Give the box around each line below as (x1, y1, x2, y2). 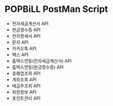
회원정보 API (11, 89, 37, 95)
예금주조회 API (11, 83, 41, 89)
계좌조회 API (11, 76, 37, 83)
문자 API (11, 39, 28, 45)
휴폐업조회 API (11, 70, 41, 76)
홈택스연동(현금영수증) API (11, 64, 64, 70)
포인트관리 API (11, 95, 41, 101)
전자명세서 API (11, 33, 41, 39)
